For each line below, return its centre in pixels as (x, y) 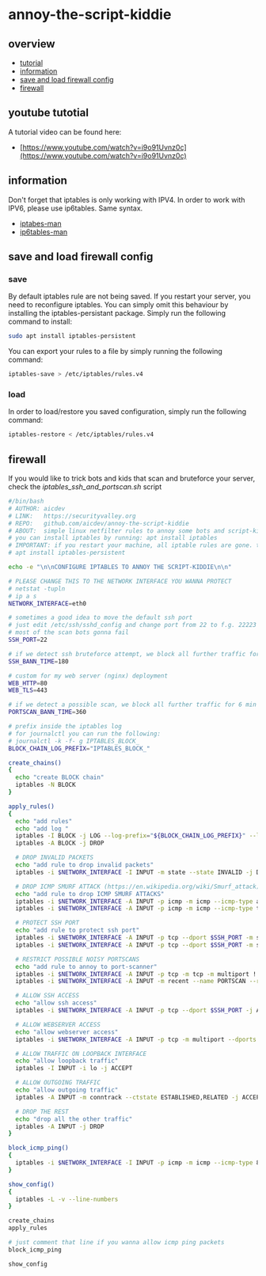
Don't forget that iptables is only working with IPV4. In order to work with (127, 199)
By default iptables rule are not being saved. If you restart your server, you (129, 296)
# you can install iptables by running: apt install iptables (113, 538)
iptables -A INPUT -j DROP (60, 1126)
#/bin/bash (26, 501)
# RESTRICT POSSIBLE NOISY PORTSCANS (78, 959)
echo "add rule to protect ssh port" (78, 930)
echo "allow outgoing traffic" (67, 1090)
